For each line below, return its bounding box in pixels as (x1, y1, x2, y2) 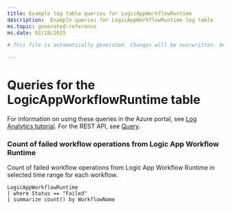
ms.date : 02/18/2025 (7, 29, 67, 36)
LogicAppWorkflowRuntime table (7, 92, 201, 107)
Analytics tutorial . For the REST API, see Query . (7, 122, 141, 131)
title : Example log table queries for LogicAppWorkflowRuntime (7, 10, 192, 17)
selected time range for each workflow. (7, 171, 118, 179)
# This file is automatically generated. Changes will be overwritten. (7, 42, 217, 49)
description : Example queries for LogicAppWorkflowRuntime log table (7, 17, 214, 23)
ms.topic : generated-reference (7, 23, 97, 30)
